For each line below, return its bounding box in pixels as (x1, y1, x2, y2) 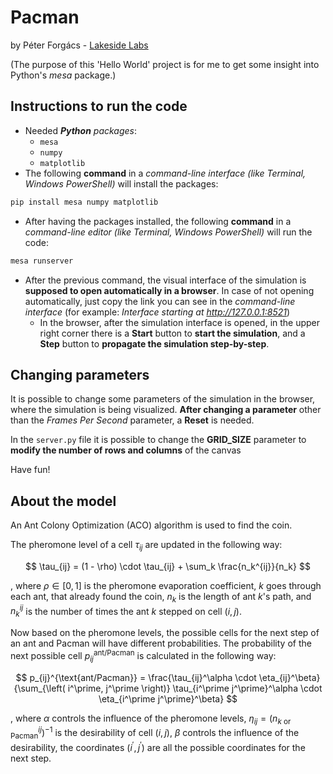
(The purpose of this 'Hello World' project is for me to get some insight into (10, 58, 320, 70)
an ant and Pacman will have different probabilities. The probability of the (10, 637, 312, 650)
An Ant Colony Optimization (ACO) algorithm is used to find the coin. (10, 519, 293, 531)
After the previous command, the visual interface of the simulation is (24, 274, 307, 286)
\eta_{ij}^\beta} (258, 671, 321, 683)
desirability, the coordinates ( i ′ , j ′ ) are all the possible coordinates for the (10, 739, 306, 753)
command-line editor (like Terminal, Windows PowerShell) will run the (24, 226, 313, 238)
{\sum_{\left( (13, 682, 66, 694)
